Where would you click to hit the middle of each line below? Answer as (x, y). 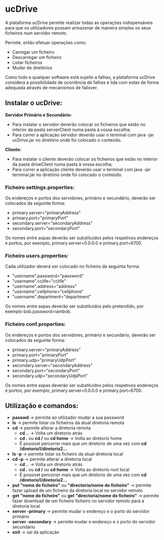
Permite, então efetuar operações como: (46, 42)
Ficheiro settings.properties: (40, 187)
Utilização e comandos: (42, 406)
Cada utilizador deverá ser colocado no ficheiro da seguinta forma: (73, 266)
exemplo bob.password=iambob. (38, 311)
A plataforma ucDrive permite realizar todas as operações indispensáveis (79, 23)
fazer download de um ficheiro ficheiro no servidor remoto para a (78, 501)
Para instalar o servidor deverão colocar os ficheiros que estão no (79, 124)
